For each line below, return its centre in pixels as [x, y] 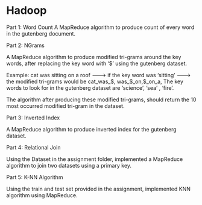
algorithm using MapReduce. [42, 195]
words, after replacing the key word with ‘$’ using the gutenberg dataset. [97, 63]
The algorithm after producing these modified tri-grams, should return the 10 [101, 99]
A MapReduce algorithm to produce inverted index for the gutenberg [91, 129]
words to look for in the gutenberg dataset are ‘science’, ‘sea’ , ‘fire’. [90, 87]
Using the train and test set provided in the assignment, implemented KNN [99, 189]
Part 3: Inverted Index [33, 118]
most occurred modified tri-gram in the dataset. [65, 106]
